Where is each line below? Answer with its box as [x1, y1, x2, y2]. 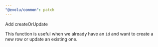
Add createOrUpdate [5, 21, 48, 27]
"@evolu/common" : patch [5, 7, 55, 12]
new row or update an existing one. [5, 36, 78, 42]
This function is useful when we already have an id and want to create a [5, 30, 154, 36]
